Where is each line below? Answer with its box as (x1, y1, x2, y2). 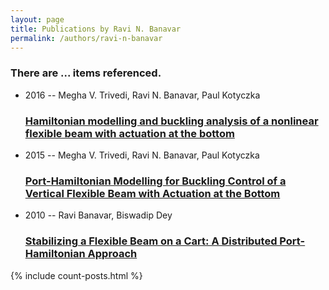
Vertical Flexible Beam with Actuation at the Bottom (24, 186, 281, 200)
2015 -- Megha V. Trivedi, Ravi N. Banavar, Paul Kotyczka (24, 149, 260, 161)
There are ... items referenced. (10, 66, 162, 80)
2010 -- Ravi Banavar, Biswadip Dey (24, 209, 173, 221)
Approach (87, 247, 138, 261)
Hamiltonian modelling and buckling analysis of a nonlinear (24, 114, 319, 128)
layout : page (10, 14, 65, 25)
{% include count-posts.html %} (10, 269, 143, 281)
